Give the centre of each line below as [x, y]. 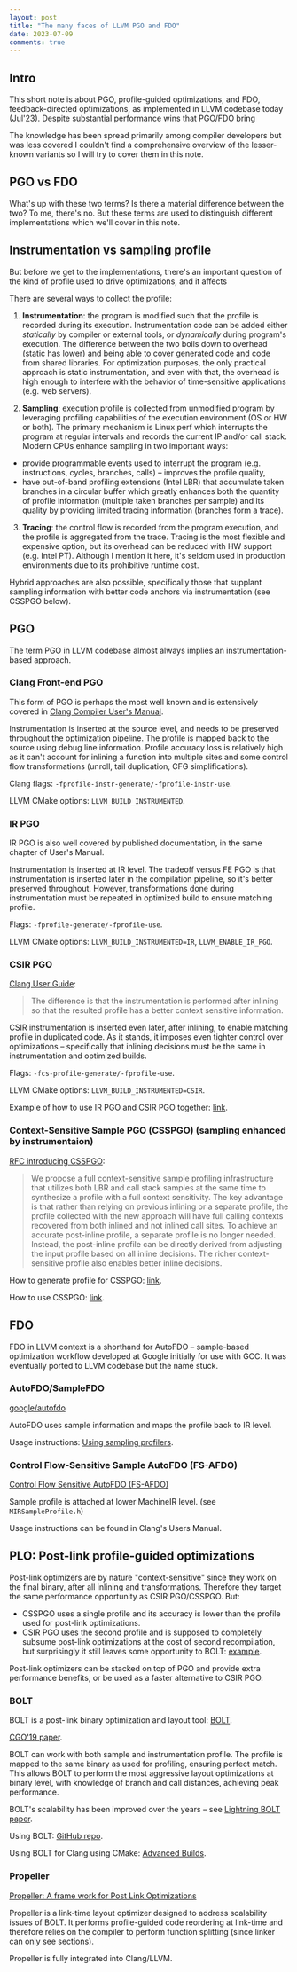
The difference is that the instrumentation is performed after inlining [155, 1001]
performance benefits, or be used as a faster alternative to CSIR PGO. [137, 1677]
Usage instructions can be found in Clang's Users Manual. [115, 1528]
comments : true [37, 42]
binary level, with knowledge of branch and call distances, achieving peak [144, 1783]
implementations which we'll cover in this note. [94, 222]
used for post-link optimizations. [81, 1622]
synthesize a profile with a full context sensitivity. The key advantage [157, 1197]
